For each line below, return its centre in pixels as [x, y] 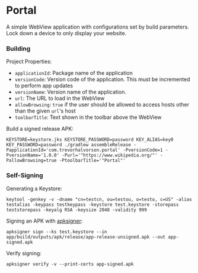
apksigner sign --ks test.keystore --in [57, 232]
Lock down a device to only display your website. [66, 33]
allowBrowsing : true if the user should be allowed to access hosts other [102, 105]
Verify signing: [24, 253]
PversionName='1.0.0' [33, 155]
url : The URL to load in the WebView [60, 98]
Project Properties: [29, 62]
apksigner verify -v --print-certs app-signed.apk [70, 264]
